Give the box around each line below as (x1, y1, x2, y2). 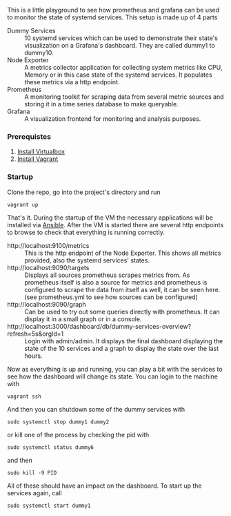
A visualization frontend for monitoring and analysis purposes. (24, 115, 201, 123)
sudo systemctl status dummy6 (7, 443, 94, 451)
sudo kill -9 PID (7, 469, 57, 476)
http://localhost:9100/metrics (7, 241, 90, 249)
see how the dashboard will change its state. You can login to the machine (7, 372, 219, 381)
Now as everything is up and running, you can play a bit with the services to (7, 365, 223, 373)
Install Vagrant (17, 155, 59, 163)
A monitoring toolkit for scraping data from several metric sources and (24, 93, 224, 101)
